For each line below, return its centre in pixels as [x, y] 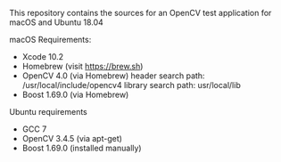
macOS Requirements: [50, 40]
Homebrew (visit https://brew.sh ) [83, 66]
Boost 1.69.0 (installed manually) [82, 148]
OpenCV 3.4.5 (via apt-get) [72, 138]
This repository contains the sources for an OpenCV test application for [140, 13]
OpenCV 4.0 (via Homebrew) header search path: [113, 76]
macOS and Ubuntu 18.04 [57, 22]
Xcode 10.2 [43, 57]
